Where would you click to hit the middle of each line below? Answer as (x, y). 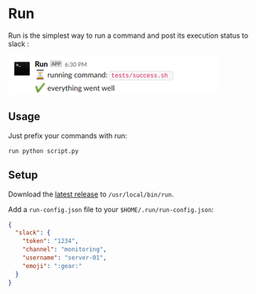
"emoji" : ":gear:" (52, 266)
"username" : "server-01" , (65, 258)
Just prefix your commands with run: (68, 135)
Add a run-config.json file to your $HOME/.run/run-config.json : (111, 209)
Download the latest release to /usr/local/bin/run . (91, 194)
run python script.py (44, 151)
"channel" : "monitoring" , (65, 250)
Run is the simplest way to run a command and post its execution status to (128, 35)
